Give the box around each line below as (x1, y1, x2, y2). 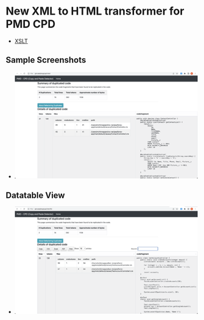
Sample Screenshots (5, 55, 86, 65)
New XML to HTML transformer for (5, 4, 185, 18)
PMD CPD (5, 17, 56, 31)
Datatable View (5, 190, 65, 201)
